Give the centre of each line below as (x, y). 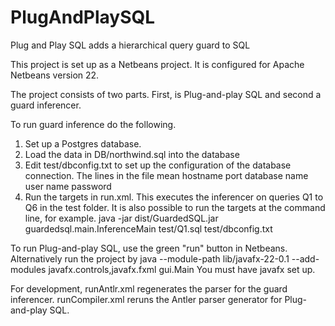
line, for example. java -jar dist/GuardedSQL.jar (121, 218)
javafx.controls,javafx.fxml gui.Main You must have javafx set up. (182, 269)
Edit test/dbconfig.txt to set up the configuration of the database (158, 165)
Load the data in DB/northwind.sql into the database (132, 154)
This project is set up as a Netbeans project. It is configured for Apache (157, 64)
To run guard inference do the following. (93, 124)
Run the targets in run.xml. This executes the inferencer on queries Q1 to (174, 197)
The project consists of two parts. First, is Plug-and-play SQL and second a (166, 94)
